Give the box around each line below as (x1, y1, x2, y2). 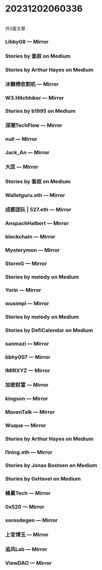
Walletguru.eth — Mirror (5, 192, 66, 199)
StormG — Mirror (5, 260, 47, 267)
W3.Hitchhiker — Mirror (5, 94, 64, 101)
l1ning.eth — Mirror (5, 449, 53, 456)
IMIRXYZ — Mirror (5, 367, 50, 374)
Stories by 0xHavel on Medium (5, 475, 81, 482)
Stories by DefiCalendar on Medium (5, 327, 94, 334)
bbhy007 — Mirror (5, 354, 51, 361)
